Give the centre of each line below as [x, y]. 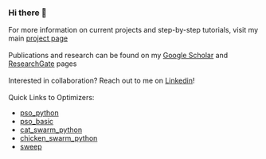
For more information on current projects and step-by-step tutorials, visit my [133, 30]
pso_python [39, 113]
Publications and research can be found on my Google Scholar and [118, 56]
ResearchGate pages [43, 64]
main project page [38, 38]
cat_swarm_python [51, 130]
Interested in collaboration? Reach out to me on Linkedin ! [102, 81]
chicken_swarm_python [59, 138]
